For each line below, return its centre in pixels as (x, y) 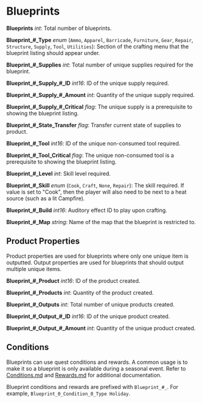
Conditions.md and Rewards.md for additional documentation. (84, 375)
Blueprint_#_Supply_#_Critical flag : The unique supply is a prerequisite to (99, 107)
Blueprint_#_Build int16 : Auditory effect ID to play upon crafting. (87, 210)
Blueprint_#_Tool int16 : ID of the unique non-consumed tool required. (93, 143)
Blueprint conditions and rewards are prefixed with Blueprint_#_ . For (92, 387)
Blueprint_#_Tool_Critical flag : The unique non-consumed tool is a (90, 155)
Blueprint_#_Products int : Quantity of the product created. (80, 292)
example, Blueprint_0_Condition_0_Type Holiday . (68, 393)
